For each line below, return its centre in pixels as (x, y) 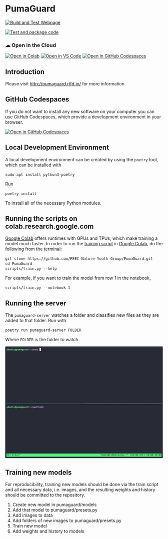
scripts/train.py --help (31, 269)
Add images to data (32, 516)
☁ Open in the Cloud (31, 45)
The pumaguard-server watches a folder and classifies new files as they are (82, 315)
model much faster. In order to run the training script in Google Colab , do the (84, 244)
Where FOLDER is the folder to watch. (42, 340)
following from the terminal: (33, 249)
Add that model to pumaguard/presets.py (55, 510)
